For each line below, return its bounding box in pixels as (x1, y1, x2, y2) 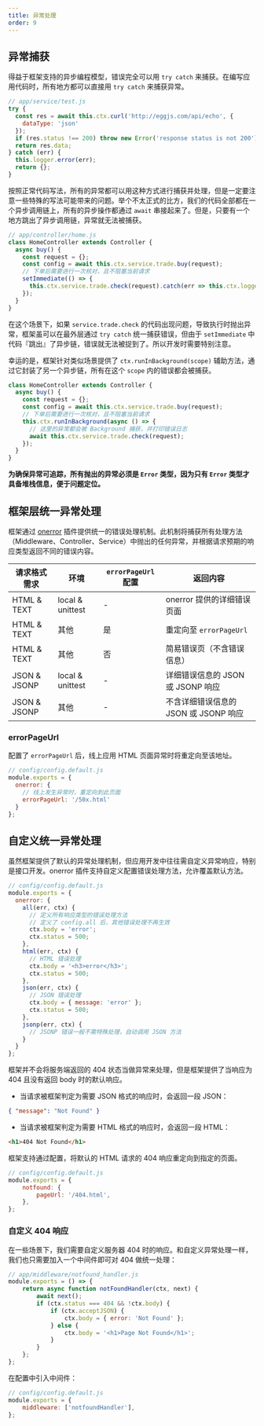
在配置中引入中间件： (8, 1373, 77, 1383)
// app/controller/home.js (8, 231, 97, 239)
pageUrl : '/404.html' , (36, 1191, 111, 1199)
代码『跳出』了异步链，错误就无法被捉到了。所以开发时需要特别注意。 (8, 339, 236, 348)
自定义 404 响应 (8, 1226, 69, 1237)
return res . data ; (15, 141, 72, 149)
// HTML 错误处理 (28, 955, 81, 962)
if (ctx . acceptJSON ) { (49, 1307, 125, 1314)
